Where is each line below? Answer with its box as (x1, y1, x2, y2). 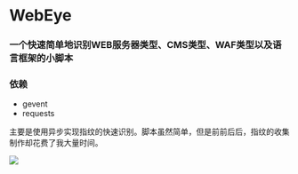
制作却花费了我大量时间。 (9, 138, 103, 148)
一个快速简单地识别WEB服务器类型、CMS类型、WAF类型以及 (9, 39, 273, 51)
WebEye (9, 5, 73, 26)
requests (21, 108, 55, 119)
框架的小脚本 (18, 52, 74, 65)
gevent (21, 99, 48, 109)
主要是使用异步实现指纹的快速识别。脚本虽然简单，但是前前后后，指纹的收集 (9, 126, 290, 138)
